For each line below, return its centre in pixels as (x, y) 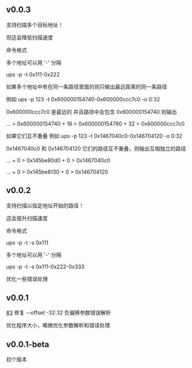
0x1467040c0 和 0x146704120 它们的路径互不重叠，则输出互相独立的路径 (96, 148)
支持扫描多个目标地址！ (35, 25)
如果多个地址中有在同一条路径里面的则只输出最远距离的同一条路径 (87, 87)
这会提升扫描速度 (27, 218)
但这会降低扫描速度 (30, 37)
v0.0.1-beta (28, 344)
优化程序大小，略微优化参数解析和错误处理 (58, 325)
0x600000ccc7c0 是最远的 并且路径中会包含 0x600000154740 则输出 (92, 111)
